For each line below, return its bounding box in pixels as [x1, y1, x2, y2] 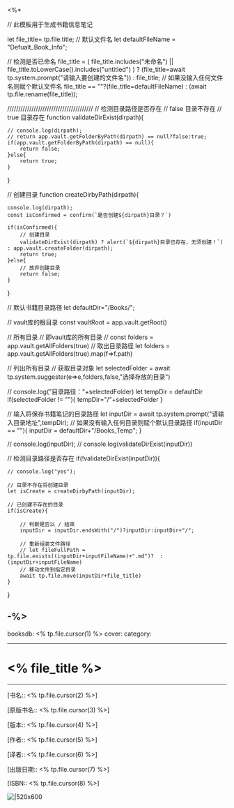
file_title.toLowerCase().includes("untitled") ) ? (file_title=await [7, 66, 186, 73]
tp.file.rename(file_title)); [7, 90, 78, 98]
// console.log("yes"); [7, 468, 77, 475]
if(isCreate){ [7, 507, 49, 514]
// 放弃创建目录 [19, 264, 61, 271]
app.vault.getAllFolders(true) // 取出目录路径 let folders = [7, 342, 171, 350]
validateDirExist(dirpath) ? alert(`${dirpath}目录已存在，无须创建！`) [19, 239, 224, 246]
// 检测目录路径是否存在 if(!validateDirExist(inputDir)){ [7, 454, 160, 463]
